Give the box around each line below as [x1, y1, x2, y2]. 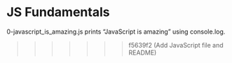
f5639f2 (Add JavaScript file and [128, 41, 224, 49]
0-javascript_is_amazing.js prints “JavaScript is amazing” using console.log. [6, 27, 226, 36]
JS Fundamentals [6, 4, 110, 20]
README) [128, 48, 157, 57]
